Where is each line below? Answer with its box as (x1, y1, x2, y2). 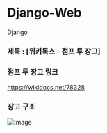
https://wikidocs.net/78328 (7, 84, 85, 92)
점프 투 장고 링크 (7, 67, 58, 77)
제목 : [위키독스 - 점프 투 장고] (7, 47, 101, 56)
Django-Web (7, 5, 82, 21)
